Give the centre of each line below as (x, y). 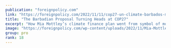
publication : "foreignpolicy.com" (42, 10)
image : (12, 28)
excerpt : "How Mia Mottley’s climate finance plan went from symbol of (83, 24)
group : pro (17, 33)
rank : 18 (15, 38)
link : (11, 14)
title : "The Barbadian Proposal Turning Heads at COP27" (67, 19)
